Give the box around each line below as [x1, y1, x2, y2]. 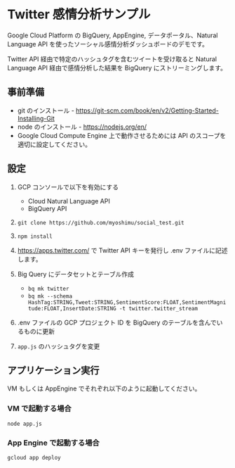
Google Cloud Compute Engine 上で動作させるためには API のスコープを [17, 131, 227, 139]
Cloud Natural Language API [27, 196, 110, 205]
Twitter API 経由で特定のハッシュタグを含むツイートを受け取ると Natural [7, 54, 217, 63]
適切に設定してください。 [17, 140, 91, 148]
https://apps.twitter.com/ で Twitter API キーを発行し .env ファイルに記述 [17, 246, 228, 254]
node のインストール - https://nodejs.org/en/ [17, 122, 147, 131]
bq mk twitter [27, 285, 69, 292]
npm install [17, 233, 53, 240]
